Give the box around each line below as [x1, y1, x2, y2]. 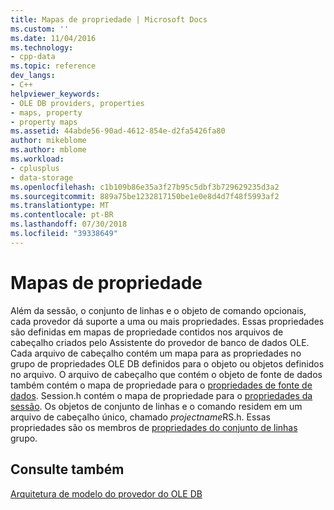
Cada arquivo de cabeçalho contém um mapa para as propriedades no [10, 347, 302, 359]
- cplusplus [10, 163, 60, 173]
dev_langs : [10, 71, 56, 81]
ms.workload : [10, 154, 65, 164]
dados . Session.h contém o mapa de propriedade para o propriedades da [10, 389, 313, 401]
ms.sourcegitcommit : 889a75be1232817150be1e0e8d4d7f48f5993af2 [10, 191, 280, 201]
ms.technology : [10, 42, 74, 53]
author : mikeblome [10, 136, 87, 146]
